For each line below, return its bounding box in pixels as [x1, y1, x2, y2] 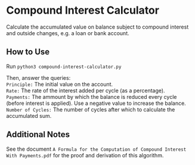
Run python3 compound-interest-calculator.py [6, 63, 122, 70]
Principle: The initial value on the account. [6, 80, 113, 88]
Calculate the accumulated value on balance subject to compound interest [6, 23, 189, 30]
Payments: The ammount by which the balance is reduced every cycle [6, 93, 177, 100]
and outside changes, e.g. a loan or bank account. [6, 29, 129, 36]
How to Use [6, 47, 50, 57]
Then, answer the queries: [6, 74, 71, 81]
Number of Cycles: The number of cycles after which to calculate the [6, 105, 175, 113]
